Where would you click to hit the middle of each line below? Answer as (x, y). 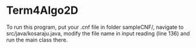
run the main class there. (37, 40)
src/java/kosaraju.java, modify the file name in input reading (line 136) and (98, 33)
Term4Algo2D (42, 10)
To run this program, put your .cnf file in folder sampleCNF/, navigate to (95, 27)
